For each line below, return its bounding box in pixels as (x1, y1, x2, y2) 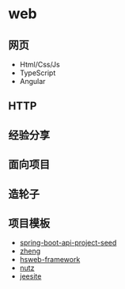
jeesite (19, 272, 42, 281)
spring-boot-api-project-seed (19, 238, 117, 248)
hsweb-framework (19, 255, 81, 264)
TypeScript (19, 68, 56, 78)
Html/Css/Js (19, 60, 61, 69)
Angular (19, 77, 46, 86)
